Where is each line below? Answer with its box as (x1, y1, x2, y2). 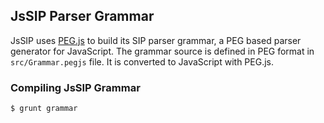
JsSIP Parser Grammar (10, 8, 155, 25)
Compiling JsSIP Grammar (10, 80, 141, 94)
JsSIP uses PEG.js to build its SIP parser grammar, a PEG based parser (10, 34, 302, 46)
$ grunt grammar (10, 104, 78, 114)
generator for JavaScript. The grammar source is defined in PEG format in (10, 45, 315, 57)
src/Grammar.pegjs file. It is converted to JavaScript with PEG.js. (10, 55, 275, 68)
